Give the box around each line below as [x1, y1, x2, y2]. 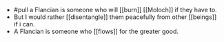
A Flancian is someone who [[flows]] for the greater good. [13, 27, 179, 35]
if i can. [13, 20, 35, 28]
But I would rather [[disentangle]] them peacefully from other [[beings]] [13, 13, 217, 21]
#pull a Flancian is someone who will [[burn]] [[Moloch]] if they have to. [13, 6, 217, 14]
